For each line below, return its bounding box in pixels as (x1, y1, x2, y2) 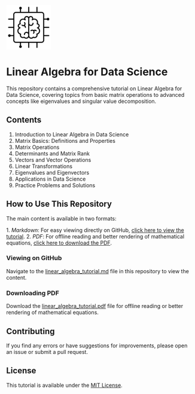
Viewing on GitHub (6, 254, 62, 262)
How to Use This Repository (6, 199, 112, 209)
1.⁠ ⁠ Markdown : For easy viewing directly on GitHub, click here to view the (6, 226, 184, 234)
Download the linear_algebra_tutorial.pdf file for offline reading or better (6, 303, 184, 310)
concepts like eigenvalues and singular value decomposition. (6, 97, 157, 105)
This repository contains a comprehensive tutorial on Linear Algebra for (6, 85, 182, 92)
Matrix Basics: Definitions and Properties (14, 137, 115, 144)
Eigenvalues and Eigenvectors (14, 169, 90, 176)
